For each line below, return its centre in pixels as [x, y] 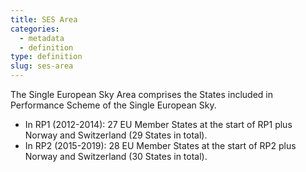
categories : [35, 29]
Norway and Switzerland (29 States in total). [116, 135]
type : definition [46, 57]
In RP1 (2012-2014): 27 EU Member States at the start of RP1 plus [158, 124]
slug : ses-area [42, 66]
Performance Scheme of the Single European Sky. [113, 105]
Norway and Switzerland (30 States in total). [116, 156]
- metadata [42, 38]
